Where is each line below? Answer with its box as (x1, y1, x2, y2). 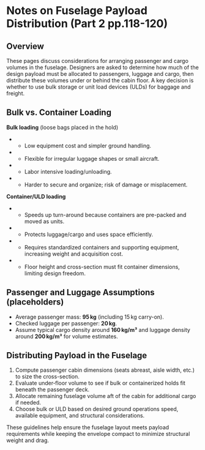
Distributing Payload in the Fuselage (6, 350, 147, 361)
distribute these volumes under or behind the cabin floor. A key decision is (6, 77, 194, 84)
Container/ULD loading (6, 193, 66, 200)
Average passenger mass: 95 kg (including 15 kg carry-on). (15, 313, 164, 320)
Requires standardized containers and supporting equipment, (24, 243, 179, 251)
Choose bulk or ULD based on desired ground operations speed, (15, 405, 179, 413)
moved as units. (24, 218, 65, 225)
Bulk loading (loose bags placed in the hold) (6, 124, 119, 131)
